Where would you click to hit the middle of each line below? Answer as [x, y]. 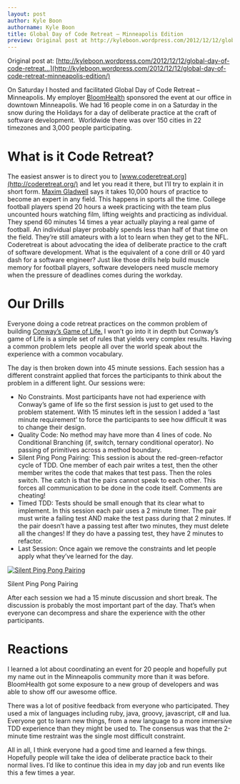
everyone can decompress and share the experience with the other [106, 613]
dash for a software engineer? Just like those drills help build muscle [108, 260]
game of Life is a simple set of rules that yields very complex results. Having [120, 339]
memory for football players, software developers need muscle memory [113, 268]
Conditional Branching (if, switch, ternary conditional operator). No [116, 442]
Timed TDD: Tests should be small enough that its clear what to [111, 503]
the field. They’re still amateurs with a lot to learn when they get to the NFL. [118, 237]
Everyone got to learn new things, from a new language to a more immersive [120, 720]
